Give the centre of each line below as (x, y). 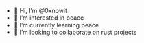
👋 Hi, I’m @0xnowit (40, 11)
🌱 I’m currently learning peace (56, 25)
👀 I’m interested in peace (49, 18)
